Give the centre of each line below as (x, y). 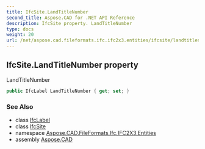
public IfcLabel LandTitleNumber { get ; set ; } (68, 91)
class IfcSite (31, 126)
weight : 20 (20, 35)
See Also (20, 106)
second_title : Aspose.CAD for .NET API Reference (71, 18)
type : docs (20, 29)
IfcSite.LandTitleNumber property (72, 65)
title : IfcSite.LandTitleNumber (47, 12)
